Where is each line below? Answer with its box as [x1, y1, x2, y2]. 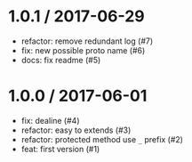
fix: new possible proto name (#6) [20, 45, 146, 55]
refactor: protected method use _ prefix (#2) [20, 134, 184, 144]
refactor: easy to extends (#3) [20, 125, 132, 135]
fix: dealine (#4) [20, 115, 80, 126]
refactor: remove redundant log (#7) [20, 36, 154, 46]
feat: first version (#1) [20, 143, 100, 154]
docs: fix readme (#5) [20, 54, 101, 65]
